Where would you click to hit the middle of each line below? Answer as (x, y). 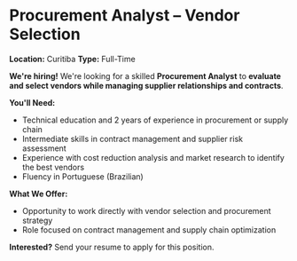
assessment (44, 148)
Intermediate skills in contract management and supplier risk (133, 138)
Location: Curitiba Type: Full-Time (72, 59)
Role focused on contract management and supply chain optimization (149, 229)
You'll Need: (32, 102)
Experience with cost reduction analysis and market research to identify (153, 157)
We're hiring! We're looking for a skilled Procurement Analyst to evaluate (145, 75)
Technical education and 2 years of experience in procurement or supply (155, 120)
